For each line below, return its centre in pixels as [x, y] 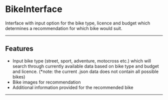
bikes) [19, 76]
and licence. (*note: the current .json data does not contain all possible [85, 71]
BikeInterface [34, 9]
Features [19, 49]
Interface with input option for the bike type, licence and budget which [78, 23]
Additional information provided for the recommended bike [73, 87]
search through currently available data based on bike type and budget [85, 66]
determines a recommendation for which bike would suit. [64, 28]
